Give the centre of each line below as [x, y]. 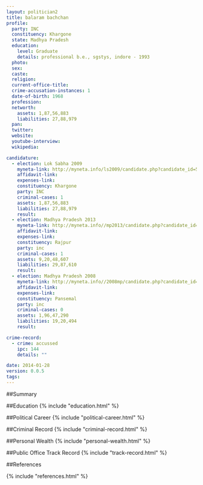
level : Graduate [38, 51]
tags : [13, 377]
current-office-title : [40, 85]
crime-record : [24, 338]
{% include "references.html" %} [47, 476]
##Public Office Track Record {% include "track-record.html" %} [87, 452]
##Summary [22, 394]
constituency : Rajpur [44, 242]
